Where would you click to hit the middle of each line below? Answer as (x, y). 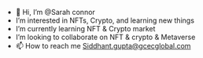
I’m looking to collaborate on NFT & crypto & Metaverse (105, 37)
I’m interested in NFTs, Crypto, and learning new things (105, 20)
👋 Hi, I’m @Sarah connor (55, 12)
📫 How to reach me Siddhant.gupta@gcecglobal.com (103, 46)
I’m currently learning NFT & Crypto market (85, 29)
